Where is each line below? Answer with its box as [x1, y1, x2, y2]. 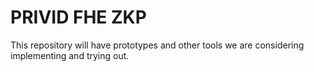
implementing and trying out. [10, 49, 130, 61]
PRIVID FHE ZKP [10, 6, 147, 29]
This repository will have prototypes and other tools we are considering [10, 39, 305, 51]
